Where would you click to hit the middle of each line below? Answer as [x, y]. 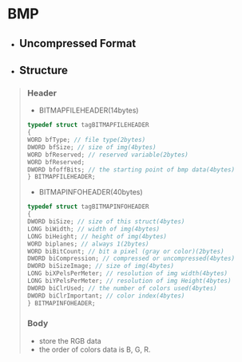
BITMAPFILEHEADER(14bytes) [89, 110]
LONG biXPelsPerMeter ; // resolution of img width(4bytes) [127, 273]
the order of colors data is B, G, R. [95, 349]
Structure [44, 70]
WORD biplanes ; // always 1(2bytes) [88, 244]
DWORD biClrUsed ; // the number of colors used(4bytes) [122, 288]
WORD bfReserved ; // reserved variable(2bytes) [107, 155]
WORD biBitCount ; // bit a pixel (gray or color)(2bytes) [125, 251]
